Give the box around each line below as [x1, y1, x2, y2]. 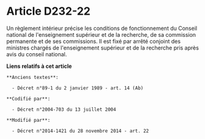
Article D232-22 [6, 4, 91, 18]
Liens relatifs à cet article [6, 62, 72, 70]
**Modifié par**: [6, 117, 51, 123]
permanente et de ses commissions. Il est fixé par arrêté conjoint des [6, 37, 181, 45]
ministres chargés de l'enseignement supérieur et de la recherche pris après [6, 44, 199, 51]
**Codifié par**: [6, 96, 51, 102]
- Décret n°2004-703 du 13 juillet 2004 [12, 106, 116, 113]
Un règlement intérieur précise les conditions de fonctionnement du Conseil [6, 24, 198, 32]
